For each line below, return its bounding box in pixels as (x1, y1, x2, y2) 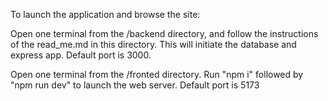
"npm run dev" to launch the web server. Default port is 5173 (10, 79, 260, 91)
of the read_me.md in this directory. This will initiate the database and (10, 39, 297, 50)
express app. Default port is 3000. (10, 49, 152, 61)
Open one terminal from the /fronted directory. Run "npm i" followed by (10, 69, 304, 80)
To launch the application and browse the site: (10, 9, 201, 20)
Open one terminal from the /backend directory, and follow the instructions (10, 28, 319, 39)
